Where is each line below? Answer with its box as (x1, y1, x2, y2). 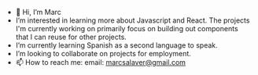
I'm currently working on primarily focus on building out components (15, 24, 238, 33)
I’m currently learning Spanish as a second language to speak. (15, 41, 218, 50)
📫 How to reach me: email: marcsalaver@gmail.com (15, 58, 186, 66)
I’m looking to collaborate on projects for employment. (15, 49, 191, 58)
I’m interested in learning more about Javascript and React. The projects (15, 16, 250, 25)
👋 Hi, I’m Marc (15, 8, 61, 16)
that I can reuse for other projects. (15, 32, 127, 41)
